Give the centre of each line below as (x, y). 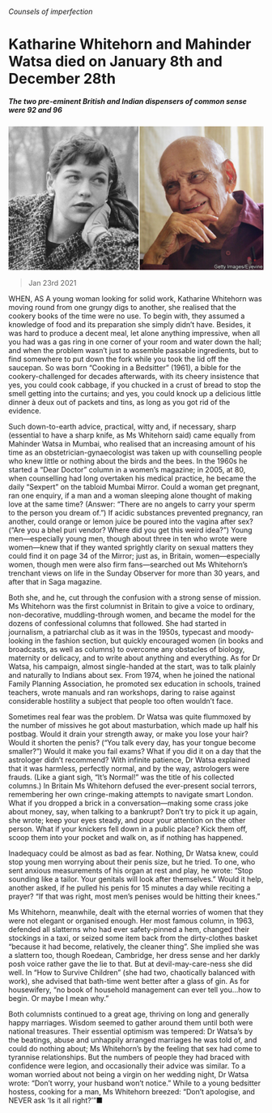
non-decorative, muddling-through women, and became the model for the (132, 615)
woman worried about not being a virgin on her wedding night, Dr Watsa (129, 1075)
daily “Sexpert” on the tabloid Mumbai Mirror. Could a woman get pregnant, (134, 487)
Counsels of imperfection (51, 11)
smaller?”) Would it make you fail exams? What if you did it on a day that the (135, 752)
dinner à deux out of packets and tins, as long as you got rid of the (119, 403)
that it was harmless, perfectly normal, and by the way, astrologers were (129, 769)
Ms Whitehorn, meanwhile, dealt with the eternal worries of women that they (136, 912)
